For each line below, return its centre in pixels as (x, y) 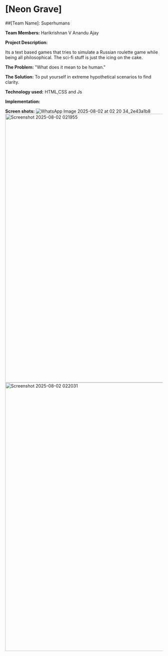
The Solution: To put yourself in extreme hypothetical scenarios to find (78, 76)
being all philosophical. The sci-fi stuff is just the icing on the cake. (74, 57)
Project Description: (26, 42)
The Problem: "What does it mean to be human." (55, 67)
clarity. (12, 82)
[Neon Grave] (33, 9)
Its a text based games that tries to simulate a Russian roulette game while (82, 52)
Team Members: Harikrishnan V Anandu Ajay (52, 32)
